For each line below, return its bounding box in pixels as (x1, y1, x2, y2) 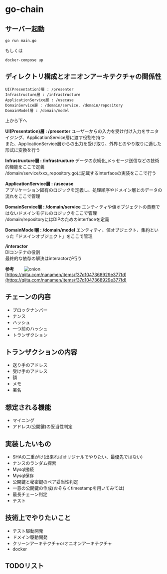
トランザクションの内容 (5, 348, 77, 356)
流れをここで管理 (5, 193, 40, 199)
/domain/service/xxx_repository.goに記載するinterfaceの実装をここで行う (5, 170, 157, 176)
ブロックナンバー (12, 306, 48, 313)
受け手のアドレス (12, 368, 48, 374)
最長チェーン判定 (12, 491, 48, 497)
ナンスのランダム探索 (12, 460, 56, 466)
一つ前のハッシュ (12, 325, 48, 331)
